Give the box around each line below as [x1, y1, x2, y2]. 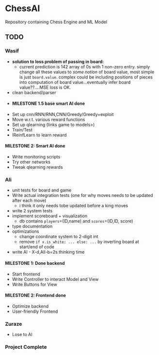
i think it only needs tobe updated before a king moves [19, 203, 128, 209]
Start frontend [12, 271, 40, 277]
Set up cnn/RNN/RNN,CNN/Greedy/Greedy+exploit [12, 111, 114, 117]
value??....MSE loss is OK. [19, 84, 71, 90]
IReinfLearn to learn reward [12, 132, 67, 138]
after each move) [12, 197, 47, 204]
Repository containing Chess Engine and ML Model [5, 19, 108, 25]
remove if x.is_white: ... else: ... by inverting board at [19, 239, 139, 245]
